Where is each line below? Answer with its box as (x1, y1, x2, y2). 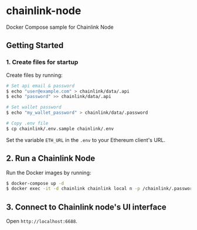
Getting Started (6, 40, 64, 50)
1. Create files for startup (6, 58, 79, 66)
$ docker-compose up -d (6, 180, 64, 186)
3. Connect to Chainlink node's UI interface (6, 202, 167, 212)
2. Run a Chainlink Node (6, 154, 96, 164)
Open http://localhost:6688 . (6, 218, 78, 225)
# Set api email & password (6, 83, 75, 89)
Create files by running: (6, 72, 63, 79)
